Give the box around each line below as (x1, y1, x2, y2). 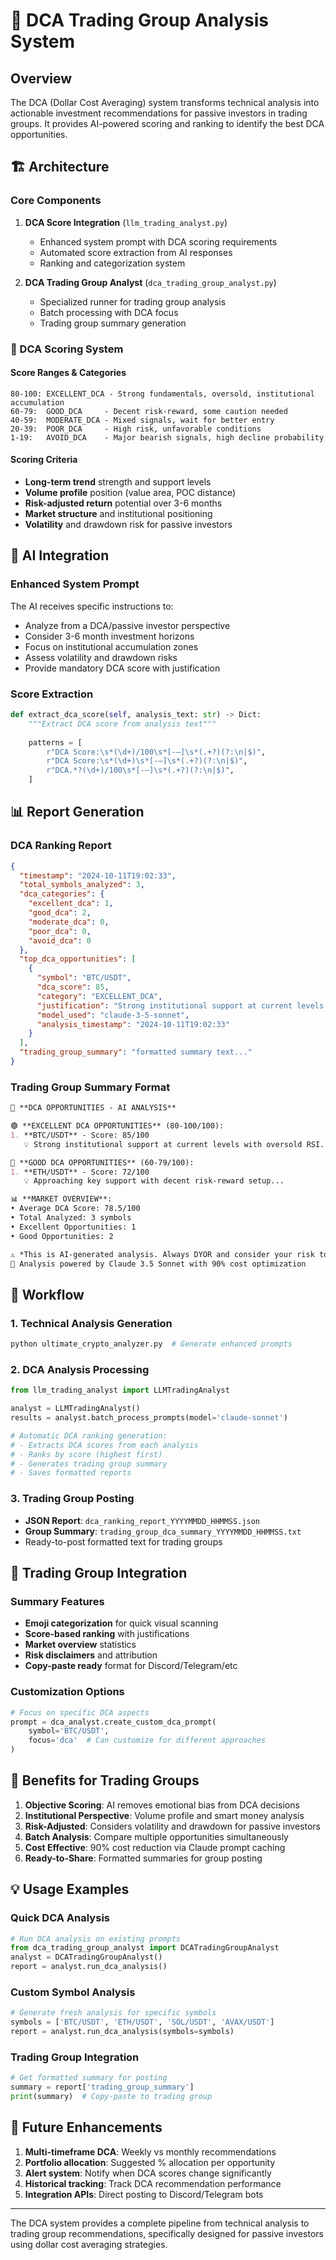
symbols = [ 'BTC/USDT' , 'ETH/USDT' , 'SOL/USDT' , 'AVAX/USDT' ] (10, 2017, 275, 2028)
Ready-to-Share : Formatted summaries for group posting (24, 1852, 263, 1864)
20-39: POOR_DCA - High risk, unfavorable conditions (10, 424, 262, 434)
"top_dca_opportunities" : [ (19, 954, 137, 964)
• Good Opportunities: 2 (10, 1231, 114, 1241)
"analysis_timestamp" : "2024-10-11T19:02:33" (36, 1019, 230, 1029)
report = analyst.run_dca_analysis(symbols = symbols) (10, 2027, 235, 2037)
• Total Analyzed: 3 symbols (10, 1213, 132, 1223)
